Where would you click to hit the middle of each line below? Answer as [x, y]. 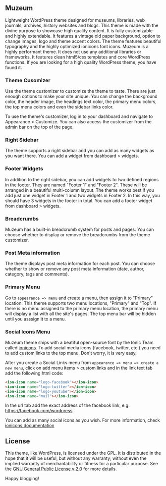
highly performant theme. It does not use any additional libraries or [73, 52]
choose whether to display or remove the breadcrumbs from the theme [78, 235]
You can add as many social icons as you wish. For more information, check [83, 420]
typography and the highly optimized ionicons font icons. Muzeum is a [77, 46]
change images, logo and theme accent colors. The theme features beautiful [83, 41]
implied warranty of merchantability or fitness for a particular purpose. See [82, 464]
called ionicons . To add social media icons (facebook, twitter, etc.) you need [83, 348]
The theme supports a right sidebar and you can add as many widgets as [80, 151]
